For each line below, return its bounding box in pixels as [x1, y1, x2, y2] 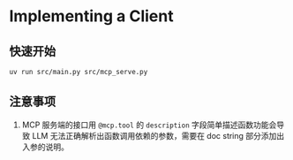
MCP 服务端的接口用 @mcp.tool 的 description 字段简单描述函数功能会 [21, 119, 277, 130]
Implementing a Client [9, 6, 174, 27]
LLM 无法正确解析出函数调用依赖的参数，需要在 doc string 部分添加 [32, 130, 277, 141]
